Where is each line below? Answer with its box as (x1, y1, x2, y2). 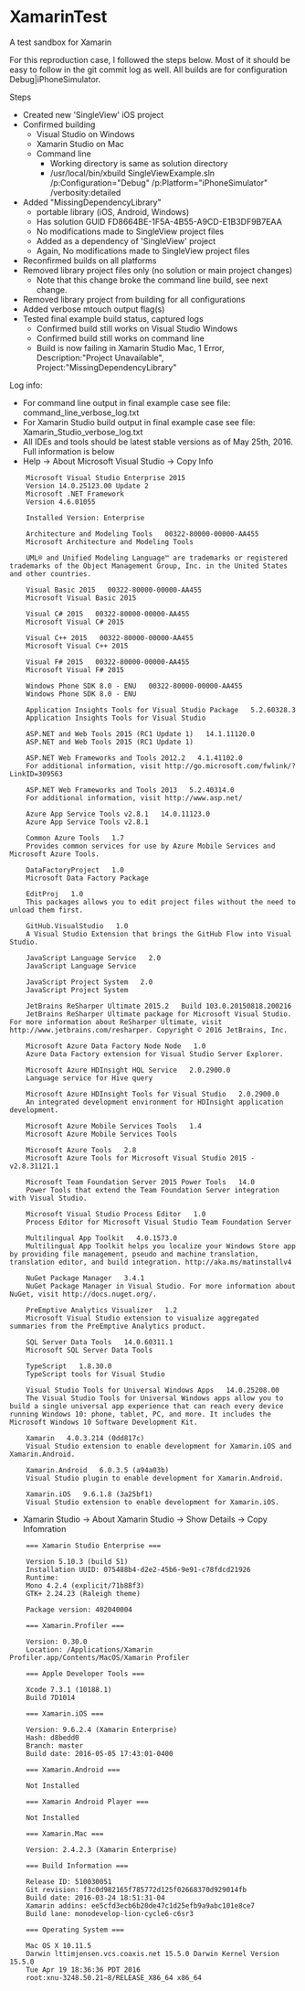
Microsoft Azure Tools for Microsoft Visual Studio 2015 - (26, 1153, 256, 1162)
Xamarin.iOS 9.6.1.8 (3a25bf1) (26, 1489, 153, 1499)
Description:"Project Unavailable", (36, 352, 164, 363)
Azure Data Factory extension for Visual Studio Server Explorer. (26, 1049, 284, 1058)
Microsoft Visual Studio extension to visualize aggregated (26, 1313, 259, 1322)
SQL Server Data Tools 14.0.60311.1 (26, 1337, 174, 1346)
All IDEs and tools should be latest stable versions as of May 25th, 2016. (22, 436, 294, 447)
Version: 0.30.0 (26, 1637, 89, 1646)
